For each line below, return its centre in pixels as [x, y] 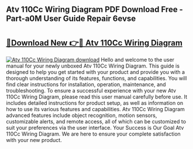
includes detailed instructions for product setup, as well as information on [95, 103]
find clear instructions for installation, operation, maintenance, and [86, 84]
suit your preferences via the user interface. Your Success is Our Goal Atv [95, 128]
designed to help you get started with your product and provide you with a [96, 72]
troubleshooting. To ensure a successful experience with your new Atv [91, 91]
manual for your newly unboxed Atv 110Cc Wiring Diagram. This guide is [93, 66]
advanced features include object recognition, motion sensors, [82, 115]
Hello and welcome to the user [137, 60]
